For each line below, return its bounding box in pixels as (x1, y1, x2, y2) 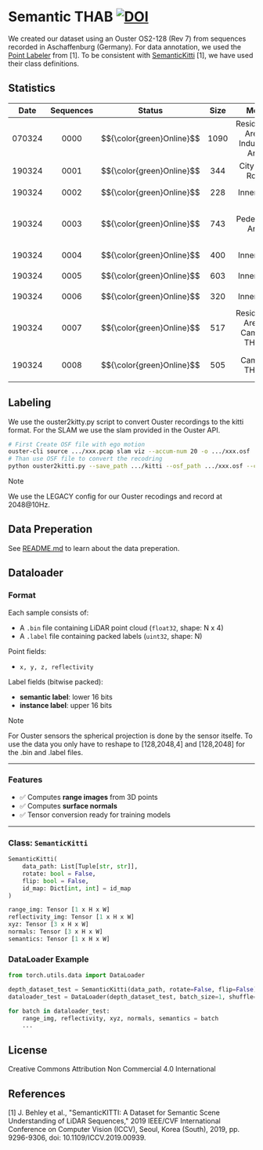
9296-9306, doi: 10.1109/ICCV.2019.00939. (8, 1133, 146, 1142)
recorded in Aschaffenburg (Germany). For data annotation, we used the (8, 42, 242, 51)
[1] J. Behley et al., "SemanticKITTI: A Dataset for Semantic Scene (8, 1108, 221, 1117)
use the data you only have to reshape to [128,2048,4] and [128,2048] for (8, 739, 245, 749)
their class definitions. (8, 59, 80, 68)
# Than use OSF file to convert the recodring (8, 455, 163, 463)
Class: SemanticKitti (8, 837, 88, 848)
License (8, 1043, 48, 1057)
